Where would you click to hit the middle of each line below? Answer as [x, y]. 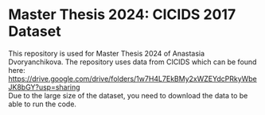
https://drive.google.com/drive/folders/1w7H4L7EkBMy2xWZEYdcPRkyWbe [132, 79]
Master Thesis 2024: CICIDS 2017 [122, 15]
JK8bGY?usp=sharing [45, 87]
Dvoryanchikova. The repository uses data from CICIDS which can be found [132, 62]
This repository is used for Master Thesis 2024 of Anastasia [107, 53]
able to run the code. [43, 104]
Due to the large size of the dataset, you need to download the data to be [128, 95]
